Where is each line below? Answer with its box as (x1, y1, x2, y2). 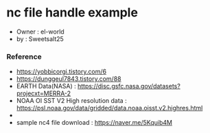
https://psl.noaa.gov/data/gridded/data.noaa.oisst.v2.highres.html (16, 104, 203, 112)
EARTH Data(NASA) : (16, 82, 76, 90)
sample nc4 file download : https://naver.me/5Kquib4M (16, 119, 173, 127)
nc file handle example (6, 5, 139, 21)
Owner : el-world (16, 27, 65, 36)
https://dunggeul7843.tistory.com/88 (16, 75, 121, 83)
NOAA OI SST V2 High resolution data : (16, 97, 128, 105)
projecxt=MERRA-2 (16, 89, 71, 97)
